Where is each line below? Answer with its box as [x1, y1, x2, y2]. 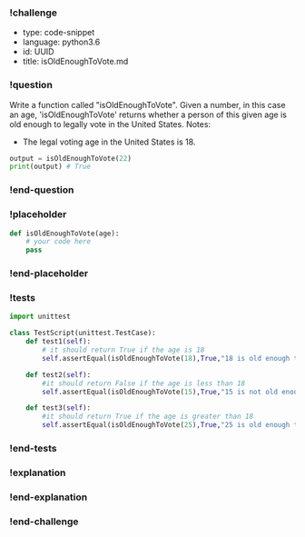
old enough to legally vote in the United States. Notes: [9, 118, 212, 129]
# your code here [25, 237, 92, 246]
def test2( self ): [25, 370, 92, 379]
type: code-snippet [22, 27, 95, 38]
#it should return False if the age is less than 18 [42, 379, 246, 388]
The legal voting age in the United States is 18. [22, 136, 196, 147]
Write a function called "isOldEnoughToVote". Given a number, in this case [9, 99, 286, 110]
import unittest [9, 312, 71, 322]
